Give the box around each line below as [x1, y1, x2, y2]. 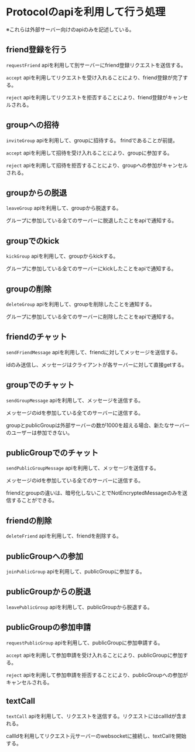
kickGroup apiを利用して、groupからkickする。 [6, 253, 119, 260]
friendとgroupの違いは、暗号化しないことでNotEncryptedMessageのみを [6, 489, 183, 496]
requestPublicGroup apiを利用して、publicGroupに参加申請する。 [6, 639, 163, 646]
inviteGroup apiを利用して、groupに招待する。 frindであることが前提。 [6, 136, 178, 144]
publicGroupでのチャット [6, 448, 99, 458]
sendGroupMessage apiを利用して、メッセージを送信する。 [6, 397, 143, 404]
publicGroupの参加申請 [6, 622, 91, 632]
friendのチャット [6, 332, 67, 342]
